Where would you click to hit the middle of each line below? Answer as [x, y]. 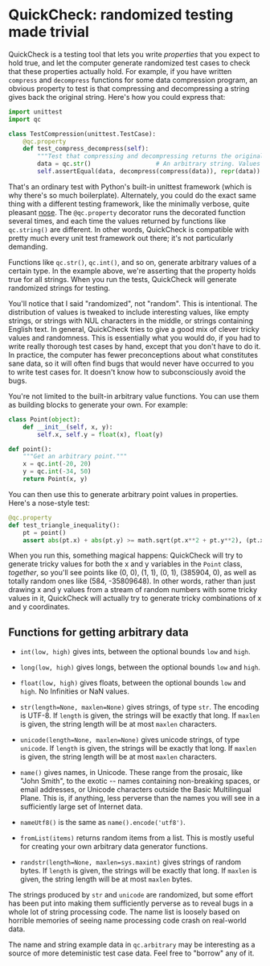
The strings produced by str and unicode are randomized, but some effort [131, 895]
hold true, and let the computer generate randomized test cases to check [129, 63]
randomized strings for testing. [59, 288]
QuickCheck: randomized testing [121, 15]
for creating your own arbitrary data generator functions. [114, 847]
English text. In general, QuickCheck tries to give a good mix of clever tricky [134, 329]
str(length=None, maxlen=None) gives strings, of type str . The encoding [139, 707]
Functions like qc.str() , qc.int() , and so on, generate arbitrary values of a [133, 262]
